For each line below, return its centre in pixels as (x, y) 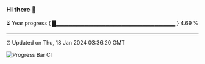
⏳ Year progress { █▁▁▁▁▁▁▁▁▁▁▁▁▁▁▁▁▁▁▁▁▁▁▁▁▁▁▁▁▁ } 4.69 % (103, 23)
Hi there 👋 (21, 10)
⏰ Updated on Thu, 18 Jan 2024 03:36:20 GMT (66, 43)
